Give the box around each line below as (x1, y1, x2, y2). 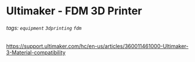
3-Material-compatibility (6, 49, 66, 56)
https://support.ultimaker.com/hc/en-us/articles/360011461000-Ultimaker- (6, 43, 189, 50)
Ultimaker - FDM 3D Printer (6, 4, 143, 18)
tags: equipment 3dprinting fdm (6, 24, 82, 31)
